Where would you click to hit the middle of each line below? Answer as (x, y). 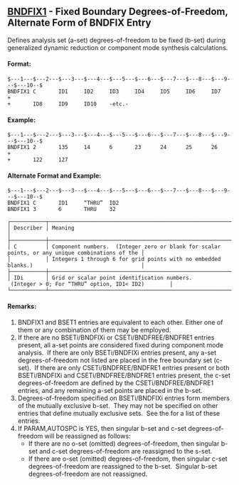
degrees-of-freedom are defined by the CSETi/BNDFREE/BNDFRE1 (116, 383)
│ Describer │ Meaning (41, 228)
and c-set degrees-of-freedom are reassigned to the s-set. (126, 451)
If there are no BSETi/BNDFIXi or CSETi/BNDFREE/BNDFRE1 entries (116, 337)
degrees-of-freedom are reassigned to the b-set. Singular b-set (123, 466)
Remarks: (22, 307)
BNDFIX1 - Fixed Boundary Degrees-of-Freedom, (118, 12)
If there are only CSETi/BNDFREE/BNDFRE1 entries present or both (132, 367)
